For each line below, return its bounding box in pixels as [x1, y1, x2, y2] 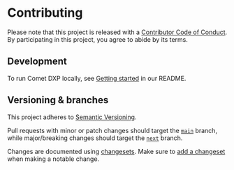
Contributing [7, 5, 83, 21]
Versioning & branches [7, 94, 109, 106]
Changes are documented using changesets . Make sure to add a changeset [7, 147, 226, 155]
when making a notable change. [7, 155, 100, 163]
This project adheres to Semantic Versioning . [7, 113, 137, 121]
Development [7, 56, 68, 68]
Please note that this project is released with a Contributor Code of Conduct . [7, 28, 228, 36]
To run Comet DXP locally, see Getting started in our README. [7, 74, 187, 82]
